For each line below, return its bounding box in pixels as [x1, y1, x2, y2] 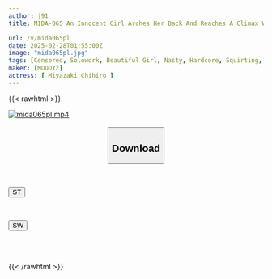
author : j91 [8, 11, 49, 20]
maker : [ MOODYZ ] [8, 64, 63, 73]
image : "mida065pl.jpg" [8, 49, 89, 57]
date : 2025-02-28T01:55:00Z [8, 41, 104, 49]
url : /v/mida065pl [8, 34, 70, 42]
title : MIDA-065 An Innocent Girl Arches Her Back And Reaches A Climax [8, 19, 259, 27]
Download [112, 142, 160, 154]
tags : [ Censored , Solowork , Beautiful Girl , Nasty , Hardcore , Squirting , [8, 57, 263, 65]
